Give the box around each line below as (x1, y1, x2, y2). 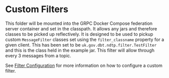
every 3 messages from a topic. (5, 52, 72, 59)
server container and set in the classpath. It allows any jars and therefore (5, 25, 157, 31)
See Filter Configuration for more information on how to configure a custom (5, 62, 163, 68)
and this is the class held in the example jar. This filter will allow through (5, 47, 155, 53)
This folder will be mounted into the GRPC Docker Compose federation (5, 20, 153, 26)
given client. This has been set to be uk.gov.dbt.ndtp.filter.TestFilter (5, 42, 157, 48)
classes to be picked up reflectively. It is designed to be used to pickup (5, 31, 153, 37)
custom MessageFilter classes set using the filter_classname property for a (5, 36, 164, 43)
